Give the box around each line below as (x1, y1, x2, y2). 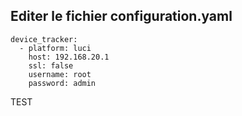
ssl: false (28, 60, 74, 71)
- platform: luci (19, 43, 92, 53)
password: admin (28, 78, 97, 88)
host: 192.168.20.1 (28, 52, 110, 62)
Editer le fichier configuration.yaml (10, 8, 233, 25)
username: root (28, 69, 92, 79)
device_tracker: (10, 34, 78, 44)
